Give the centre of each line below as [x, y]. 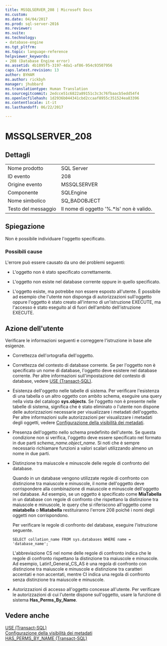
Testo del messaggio [32, 209]
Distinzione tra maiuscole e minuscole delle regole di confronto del [81, 463]
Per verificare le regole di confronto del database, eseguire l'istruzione [85, 525]
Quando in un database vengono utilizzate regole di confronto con [80, 478]
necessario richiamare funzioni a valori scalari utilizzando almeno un [83, 448]
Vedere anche [27, 616]
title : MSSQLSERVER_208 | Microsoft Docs [49, 10]
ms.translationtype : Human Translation [47, 89]
